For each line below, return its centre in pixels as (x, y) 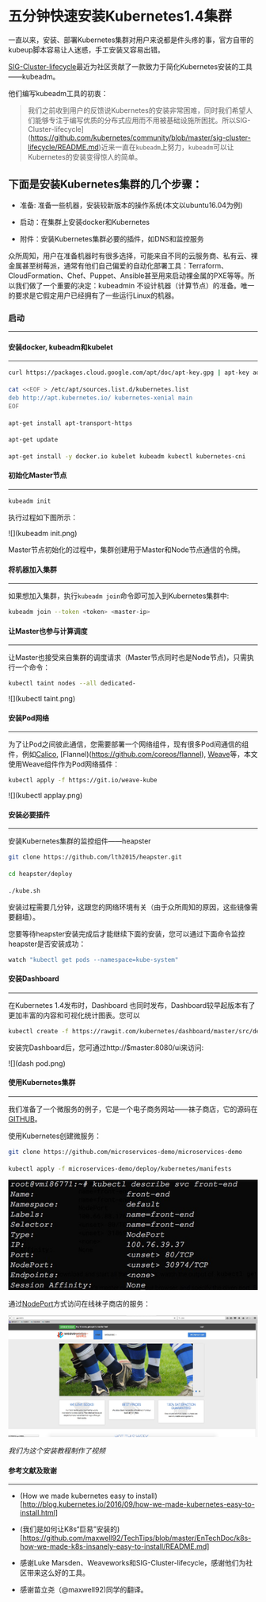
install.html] (38, 1513)
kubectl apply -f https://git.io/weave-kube (83, 780)
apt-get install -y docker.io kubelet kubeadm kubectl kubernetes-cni (127, 457)
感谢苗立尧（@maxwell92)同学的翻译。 (84, 1590)
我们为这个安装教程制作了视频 (57, 1451)
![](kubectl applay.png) (46, 796)
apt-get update (33, 440)
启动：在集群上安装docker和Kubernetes (85, 222)
